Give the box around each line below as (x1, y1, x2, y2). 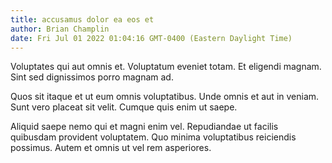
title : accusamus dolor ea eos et (10, 14, 155, 25)
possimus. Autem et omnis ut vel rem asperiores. (10, 142, 212, 154)
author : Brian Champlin (10, 24, 110, 34)
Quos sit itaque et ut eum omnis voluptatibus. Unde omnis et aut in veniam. (10, 91, 320, 103)
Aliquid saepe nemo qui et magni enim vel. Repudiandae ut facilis (10, 121, 279, 133)
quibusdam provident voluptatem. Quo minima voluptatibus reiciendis (10, 131, 297, 143)
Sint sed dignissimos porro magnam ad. (10, 71, 174, 83)
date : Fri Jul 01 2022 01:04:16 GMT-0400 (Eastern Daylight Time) (10, 33, 293, 43)
